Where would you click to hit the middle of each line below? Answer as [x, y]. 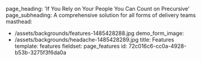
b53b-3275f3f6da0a [40, 53]
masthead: [19, 21]
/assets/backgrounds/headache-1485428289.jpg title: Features [94, 40]
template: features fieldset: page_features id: [71, 46]
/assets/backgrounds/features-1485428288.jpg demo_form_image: [99, 33]
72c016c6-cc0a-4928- [157, 46]
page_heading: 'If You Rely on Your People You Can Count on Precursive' [98, 9]
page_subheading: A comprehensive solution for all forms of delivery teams [101, 15]
